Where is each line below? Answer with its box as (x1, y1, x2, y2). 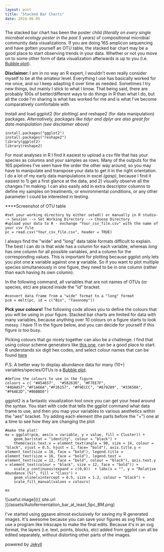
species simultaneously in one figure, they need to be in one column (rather (5, 265, 157, 270)
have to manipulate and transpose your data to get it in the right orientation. (5, 168, 157, 174)
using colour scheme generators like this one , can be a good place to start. (5, 342, 156, 348)
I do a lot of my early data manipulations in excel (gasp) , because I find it (5, 173, 151, 179)
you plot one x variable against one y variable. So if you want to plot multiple (5, 259, 159, 265)
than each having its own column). (5, 269, 74, 275)
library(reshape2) (5, 144, 42, 149)
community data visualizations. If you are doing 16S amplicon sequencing (5, 40, 153, 46)
